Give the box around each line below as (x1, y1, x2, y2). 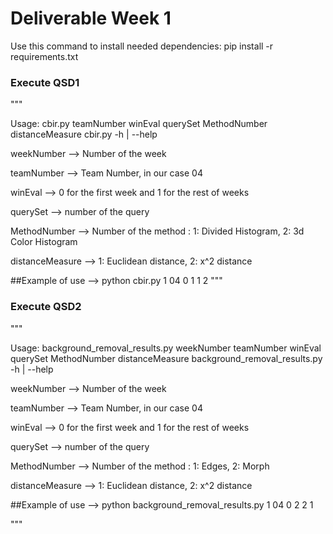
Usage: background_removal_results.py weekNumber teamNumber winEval (10, 342, 322, 354)
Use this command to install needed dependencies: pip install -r (10, 40, 274, 52)
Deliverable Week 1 (10, 7, 172, 30)
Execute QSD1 (10, 75, 80, 89)
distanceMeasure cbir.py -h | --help (10, 128, 158, 141)
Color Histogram (10, 236, 78, 248)
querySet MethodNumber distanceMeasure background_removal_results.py (10, 352, 323, 364)
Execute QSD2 (10, 300, 82, 314)
